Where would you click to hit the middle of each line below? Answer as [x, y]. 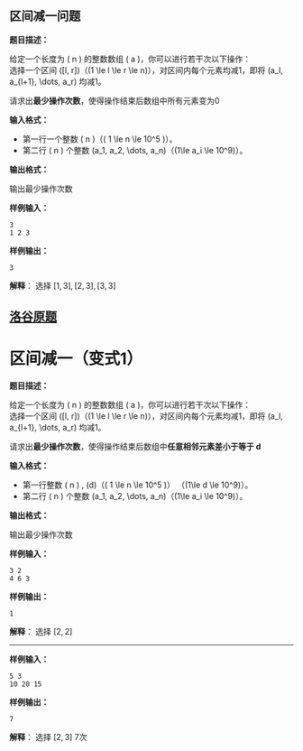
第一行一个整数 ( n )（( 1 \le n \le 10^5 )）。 [100, 139]
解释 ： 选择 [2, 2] [41, 632]
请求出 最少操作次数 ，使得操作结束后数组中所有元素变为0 [115, 100]
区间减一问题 [45, 16]
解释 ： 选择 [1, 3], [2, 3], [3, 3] [63, 285]
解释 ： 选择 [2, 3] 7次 [48, 737]
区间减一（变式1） [76, 359]
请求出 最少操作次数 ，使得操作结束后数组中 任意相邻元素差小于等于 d [135, 447]
